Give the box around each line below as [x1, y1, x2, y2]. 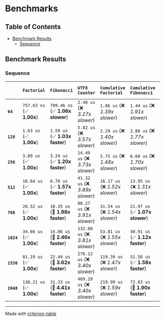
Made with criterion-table [5, 311, 56, 317]
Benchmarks [5, 3, 58, 14]
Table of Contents [5, 23, 61, 31]
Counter [78, 90, 96, 96]
